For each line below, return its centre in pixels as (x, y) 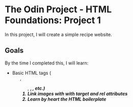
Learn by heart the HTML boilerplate (67, 99)
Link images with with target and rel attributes (77, 94)
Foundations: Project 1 (53, 20)
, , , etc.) (36, 88)
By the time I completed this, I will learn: (47, 63)
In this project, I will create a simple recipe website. (59, 34)
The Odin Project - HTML (58, 9)
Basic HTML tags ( (32, 73)
